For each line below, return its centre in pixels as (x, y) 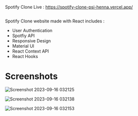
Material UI (23, 46)
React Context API (30, 51)
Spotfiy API (23, 36)
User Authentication (32, 31)
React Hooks (25, 57)
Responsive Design (31, 41)
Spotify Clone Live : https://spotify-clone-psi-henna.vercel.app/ (69, 7)
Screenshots (31, 76)
